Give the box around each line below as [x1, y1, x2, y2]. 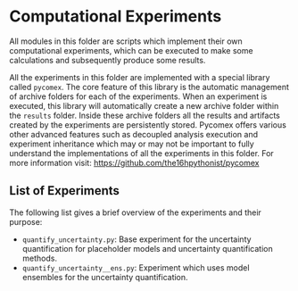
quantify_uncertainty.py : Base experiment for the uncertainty [21, 234, 252, 245]
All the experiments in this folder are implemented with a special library [9, 71, 270, 82]
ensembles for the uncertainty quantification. [21, 271, 189, 282]
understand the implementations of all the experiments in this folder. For [9, 147, 274, 158]
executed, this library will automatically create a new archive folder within [9, 100, 279, 111]
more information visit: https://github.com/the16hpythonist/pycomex [9, 157, 260, 168]
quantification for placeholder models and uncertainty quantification [21, 243, 274, 254]
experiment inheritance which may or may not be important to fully [9, 138, 254, 149]
